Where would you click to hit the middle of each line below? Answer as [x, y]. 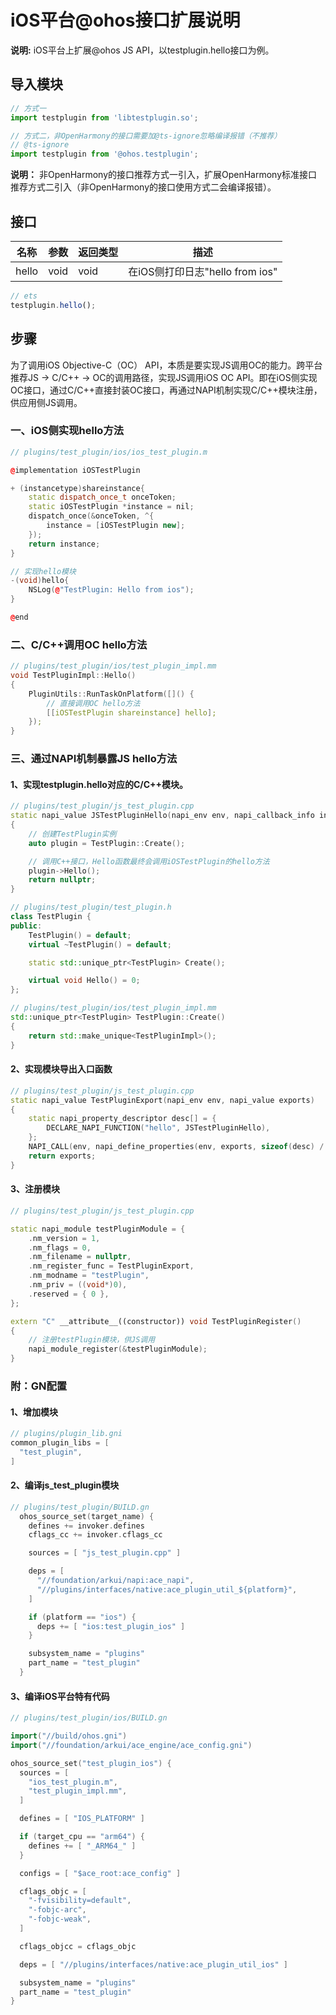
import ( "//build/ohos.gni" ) [69, 1736]
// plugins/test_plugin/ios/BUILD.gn [89, 1718]
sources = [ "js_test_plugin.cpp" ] [105, 1553]
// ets [24, 296]
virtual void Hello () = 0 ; [84, 981]
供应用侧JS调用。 [46, 402]
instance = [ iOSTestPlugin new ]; [116, 526]
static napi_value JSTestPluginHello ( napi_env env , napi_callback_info [162, 816]
